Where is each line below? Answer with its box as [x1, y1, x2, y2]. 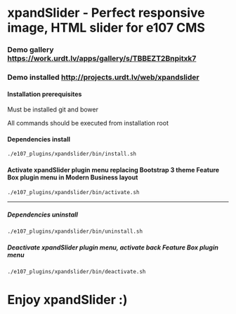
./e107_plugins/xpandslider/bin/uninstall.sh [7, 228, 143, 235]
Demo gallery [7, 45, 54, 55]
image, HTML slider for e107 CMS [7, 20, 206, 36]
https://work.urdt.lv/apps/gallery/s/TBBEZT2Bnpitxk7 [7, 54, 197, 64]
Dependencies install [7, 135, 71, 143]
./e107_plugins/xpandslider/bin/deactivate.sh [7, 268, 146, 275]
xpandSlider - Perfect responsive [7, 5, 205, 21]
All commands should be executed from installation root [7, 119, 169, 128]
